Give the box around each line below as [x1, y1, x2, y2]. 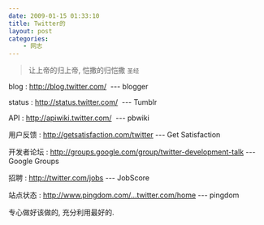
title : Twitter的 [8, 19, 67, 28]
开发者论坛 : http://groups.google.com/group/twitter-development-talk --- [8, 147, 256, 157]
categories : [8, 34, 49, 43]
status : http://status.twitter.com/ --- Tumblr [8, 97, 158, 107]
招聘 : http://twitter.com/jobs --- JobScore [8, 173, 150, 183]
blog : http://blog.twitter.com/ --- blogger [8, 82, 149, 92]
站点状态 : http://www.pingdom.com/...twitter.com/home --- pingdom [8, 190, 240, 200]
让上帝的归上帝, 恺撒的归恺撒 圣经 [28, 66, 140, 76]
